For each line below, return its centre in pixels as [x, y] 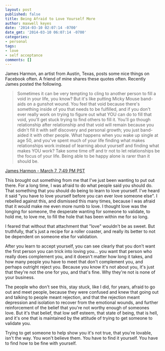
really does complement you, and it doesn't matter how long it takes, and [79, 257]
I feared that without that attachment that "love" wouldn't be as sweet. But [80, 226]
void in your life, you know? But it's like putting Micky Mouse [78, 99]
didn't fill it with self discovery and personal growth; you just [78, 130]
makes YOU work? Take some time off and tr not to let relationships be [88, 151]
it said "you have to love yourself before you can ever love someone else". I [81, 196]
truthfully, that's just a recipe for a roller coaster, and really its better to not [80, 231]
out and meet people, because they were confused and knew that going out [82, 292]
